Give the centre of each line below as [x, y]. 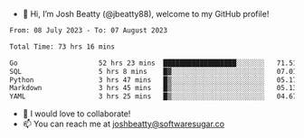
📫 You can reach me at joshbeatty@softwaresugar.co [123, 124]
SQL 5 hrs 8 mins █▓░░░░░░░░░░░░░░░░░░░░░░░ [137, 71]
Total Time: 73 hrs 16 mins [62, 46]
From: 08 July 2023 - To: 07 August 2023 [89, 31]
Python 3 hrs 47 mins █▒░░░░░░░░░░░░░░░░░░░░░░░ [137, 80]
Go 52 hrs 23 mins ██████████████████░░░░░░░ [137, 63]
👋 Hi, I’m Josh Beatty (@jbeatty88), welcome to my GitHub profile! [146, 14]
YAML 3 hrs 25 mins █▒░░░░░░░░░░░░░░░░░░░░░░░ [137, 97]
